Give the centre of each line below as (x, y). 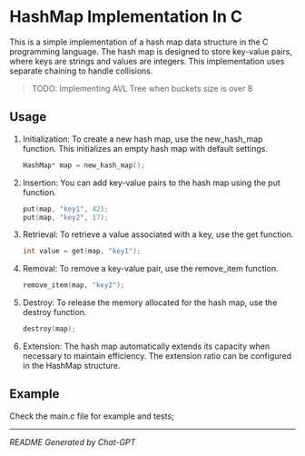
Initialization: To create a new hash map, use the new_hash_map (143, 139)
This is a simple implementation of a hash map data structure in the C (139, 42)
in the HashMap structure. (71, 366)
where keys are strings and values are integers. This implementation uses (147, 61)
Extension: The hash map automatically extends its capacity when (146, 346)
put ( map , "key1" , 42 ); (65, 209)
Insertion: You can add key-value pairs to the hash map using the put (152, 183)
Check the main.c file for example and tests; (92, 416)
